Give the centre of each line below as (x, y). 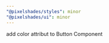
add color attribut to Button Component (54, 34)
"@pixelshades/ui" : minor (38, 17)
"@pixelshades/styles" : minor (44, 11)
